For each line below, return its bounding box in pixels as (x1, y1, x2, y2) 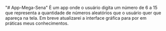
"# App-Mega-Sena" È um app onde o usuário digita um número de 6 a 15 (5, 5, 157, 10)
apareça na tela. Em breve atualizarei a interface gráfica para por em (5, 15, 146, 21)
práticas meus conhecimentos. (5, 20, 69, 26)
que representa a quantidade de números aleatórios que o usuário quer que (5, 10, 161, 16)
